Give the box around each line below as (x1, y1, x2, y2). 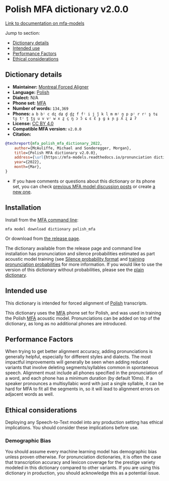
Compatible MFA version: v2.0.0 (12, 126, 82, 132)
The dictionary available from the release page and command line (5, 245, 141, 251)
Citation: (12, 131, 32, 137)
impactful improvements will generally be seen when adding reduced (5, 359, 148, 365)
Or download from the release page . (5, 235, 80, 242)
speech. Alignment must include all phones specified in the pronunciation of (5, 370, 163, 376)
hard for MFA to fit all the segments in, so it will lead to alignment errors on (5, 386, 160, 392)
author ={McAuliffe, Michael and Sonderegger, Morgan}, (14, 145, 132, 151)
